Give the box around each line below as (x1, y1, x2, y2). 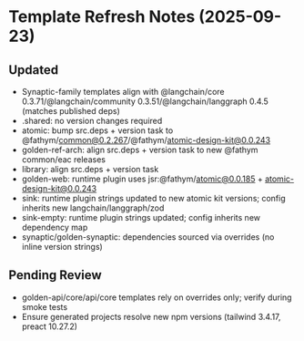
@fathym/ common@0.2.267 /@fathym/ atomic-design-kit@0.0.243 (21, 135, 271, 145)
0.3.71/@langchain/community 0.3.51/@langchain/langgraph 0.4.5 (21, 96, 269, 107)
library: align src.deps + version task (21, 164, 159, 174)
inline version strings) (21, 242, 104, 252)
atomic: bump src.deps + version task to (21, 125, 174, 136)
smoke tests (21, 301, 68, 312)
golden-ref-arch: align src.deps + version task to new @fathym (21, 144, 258, 155)
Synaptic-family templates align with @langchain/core (21, 87, 225, 97)
